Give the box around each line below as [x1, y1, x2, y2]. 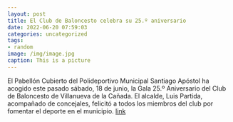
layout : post [7, 10, 46, 18]
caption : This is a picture [7, 57, 91, 64]
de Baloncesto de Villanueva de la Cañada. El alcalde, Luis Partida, [7, 91, 203, 100]
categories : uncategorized [7, 30, 88, 38]
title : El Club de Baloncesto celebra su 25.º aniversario [7, 17, 187, 24]
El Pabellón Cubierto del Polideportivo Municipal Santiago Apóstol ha [7, 76, 209, 85]
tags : [7, 37, 24, 44]
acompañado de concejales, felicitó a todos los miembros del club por [7, 99, 214, 108]
